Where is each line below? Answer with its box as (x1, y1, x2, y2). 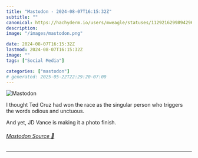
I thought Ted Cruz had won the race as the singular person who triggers (6, 101, 183, 108)
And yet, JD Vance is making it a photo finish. (6, 119, 117, 126)
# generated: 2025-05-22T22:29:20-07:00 (6, 74, 107, 80)
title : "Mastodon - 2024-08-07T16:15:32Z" (6, 8, 112, 15)
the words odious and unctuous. (6, 107, 84, 115)
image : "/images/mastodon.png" (6, 31, 83, 37)
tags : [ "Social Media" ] (6, 57, 65, 64)
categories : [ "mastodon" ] (6, 68, 70, 74)
